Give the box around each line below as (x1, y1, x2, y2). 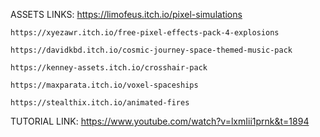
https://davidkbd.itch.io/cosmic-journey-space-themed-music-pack (10, 45, 293, 55)
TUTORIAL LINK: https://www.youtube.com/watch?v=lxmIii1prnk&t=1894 (10, 115, 310, 127)
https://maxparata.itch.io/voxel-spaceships (10, 80, 199, 90)
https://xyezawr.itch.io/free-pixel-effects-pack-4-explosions (10, 28, 280, 38)
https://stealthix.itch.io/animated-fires (10, 98, 190, 108)
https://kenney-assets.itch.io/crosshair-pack (10, 63, 208, 73)
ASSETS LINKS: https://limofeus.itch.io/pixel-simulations (10, 9, 243, 20)
